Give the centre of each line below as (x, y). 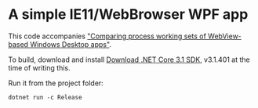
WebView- (224, 36)
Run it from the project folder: (56, 83)
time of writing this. (39, 67)
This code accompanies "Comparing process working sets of (107, 36)
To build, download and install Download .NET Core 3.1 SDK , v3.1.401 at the (129, 59)
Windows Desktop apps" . (71, 44)
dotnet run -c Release (45, 97)
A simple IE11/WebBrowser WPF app (128, 14)
